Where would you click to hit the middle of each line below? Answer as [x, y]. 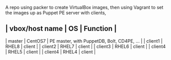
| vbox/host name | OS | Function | [61, 29]
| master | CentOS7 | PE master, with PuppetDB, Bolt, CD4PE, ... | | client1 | [84, 41]
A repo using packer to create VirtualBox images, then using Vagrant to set [84, 7]
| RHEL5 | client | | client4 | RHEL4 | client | [51, 52]
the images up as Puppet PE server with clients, [56, 13]
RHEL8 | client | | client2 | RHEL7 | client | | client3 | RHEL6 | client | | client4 [85, 46]
